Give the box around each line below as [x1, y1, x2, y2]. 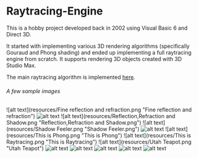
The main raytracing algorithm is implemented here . [6, 73, 136, 81]
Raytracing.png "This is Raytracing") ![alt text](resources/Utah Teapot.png [6, 138, 192, 146]
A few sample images [6, 87, 61, 94]
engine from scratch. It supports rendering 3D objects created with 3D [6, 55, 182, 62]
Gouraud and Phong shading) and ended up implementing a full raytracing [6, 48, 192, 56]
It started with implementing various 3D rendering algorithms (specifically [6, 42, 190, 50]
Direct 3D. [6, 30, 31, 38]
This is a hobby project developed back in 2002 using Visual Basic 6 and [6, 24, 188, 31]
